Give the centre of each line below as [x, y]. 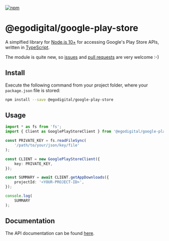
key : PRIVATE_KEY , [33, 164]
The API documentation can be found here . [50, 233]
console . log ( [19, 196]
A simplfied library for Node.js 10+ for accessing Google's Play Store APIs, [82, 42]
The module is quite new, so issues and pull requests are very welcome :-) [82, 57]
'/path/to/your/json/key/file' [47, 145]
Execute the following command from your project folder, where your [77, 85]
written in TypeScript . [27, 47]
